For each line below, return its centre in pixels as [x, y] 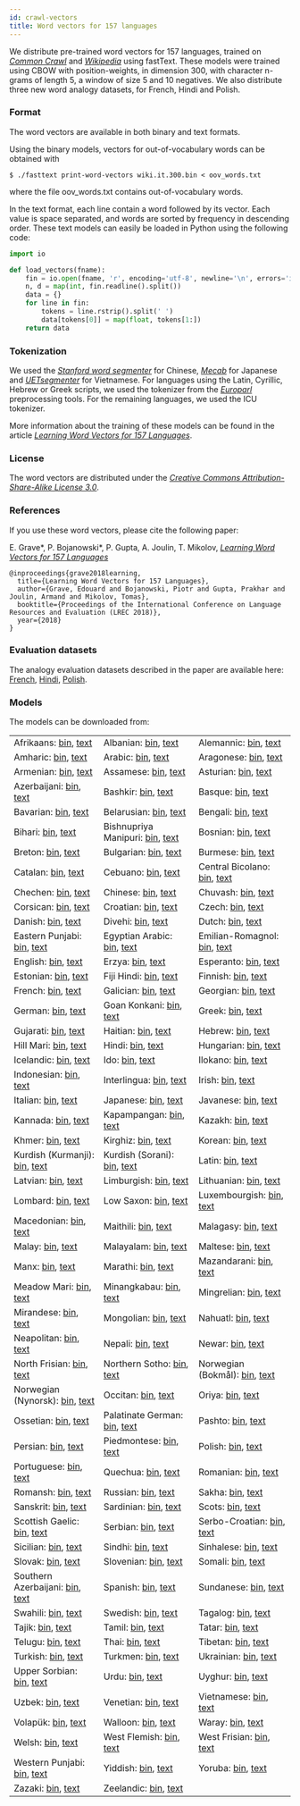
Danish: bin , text [48, 921]
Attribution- [263, 478]
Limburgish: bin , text [146, 1180]
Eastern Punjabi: [48, 937]
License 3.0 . [77, 487]
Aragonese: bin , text [240, 758]
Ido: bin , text [129, 1060]
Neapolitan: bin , [47, 1339]
